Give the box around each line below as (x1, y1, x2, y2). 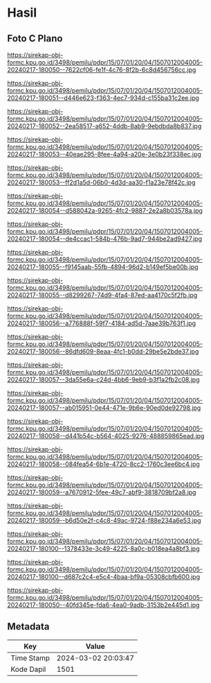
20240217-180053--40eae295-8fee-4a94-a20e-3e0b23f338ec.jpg (7, 150, 202, 158)
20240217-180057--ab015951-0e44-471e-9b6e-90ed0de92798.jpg (7, 404, 201, 412)
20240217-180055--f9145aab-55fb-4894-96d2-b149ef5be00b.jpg (7, 263, 199, 271)
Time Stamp (10, 653, 51, 663)
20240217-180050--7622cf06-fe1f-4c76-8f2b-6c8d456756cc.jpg (7, 66, 196, 74)
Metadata (7, 621, 50, 632)
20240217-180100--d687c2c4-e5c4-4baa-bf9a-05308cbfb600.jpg (7, 573, 201, 580)
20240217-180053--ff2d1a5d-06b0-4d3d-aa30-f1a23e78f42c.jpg (7, 178, 196, 187)
